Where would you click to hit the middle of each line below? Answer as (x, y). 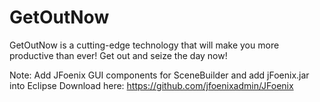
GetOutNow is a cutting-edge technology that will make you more (144, 45)
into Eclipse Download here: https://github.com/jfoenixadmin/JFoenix (151, 85)
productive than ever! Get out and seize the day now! (118, 55)
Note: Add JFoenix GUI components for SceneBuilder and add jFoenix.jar (159, 75)
